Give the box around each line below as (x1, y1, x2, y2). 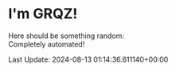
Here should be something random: (8, 31, 125, 40)
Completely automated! (8, 39, 85, 48)
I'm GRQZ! (8, 5, 78, 23)
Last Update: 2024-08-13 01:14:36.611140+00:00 (8, 55, 169, 64)
